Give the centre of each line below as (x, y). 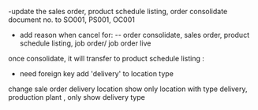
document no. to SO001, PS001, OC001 (72, 20)
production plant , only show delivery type (77, 97)
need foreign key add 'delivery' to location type (96, 73)
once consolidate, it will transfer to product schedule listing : (107, 59)
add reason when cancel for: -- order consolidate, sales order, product (135, 35)
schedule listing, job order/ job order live (85, 43)
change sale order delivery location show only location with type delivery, (128, 89)
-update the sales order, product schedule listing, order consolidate (118, 11)
